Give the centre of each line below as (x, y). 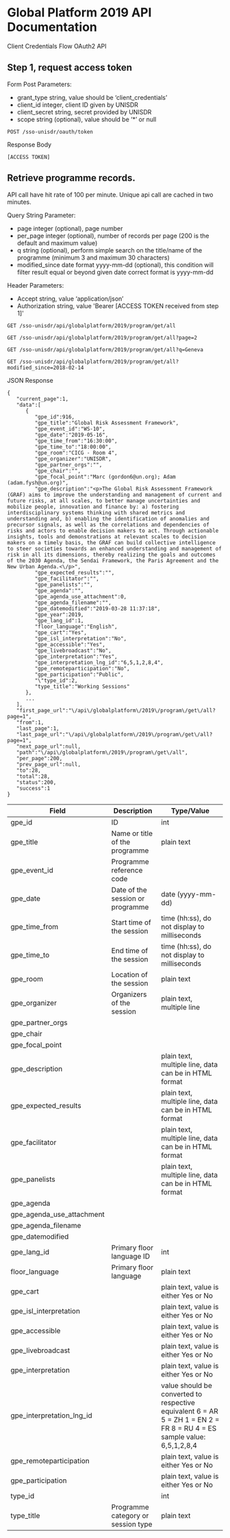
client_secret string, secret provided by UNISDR (84, 112)
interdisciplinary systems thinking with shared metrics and (96, 513)
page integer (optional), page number (70, 228)
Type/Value (190, 811)
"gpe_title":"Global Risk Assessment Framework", (107, 423)
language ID (131, 1256)
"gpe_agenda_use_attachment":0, (81, 596)
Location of (130, 974)
